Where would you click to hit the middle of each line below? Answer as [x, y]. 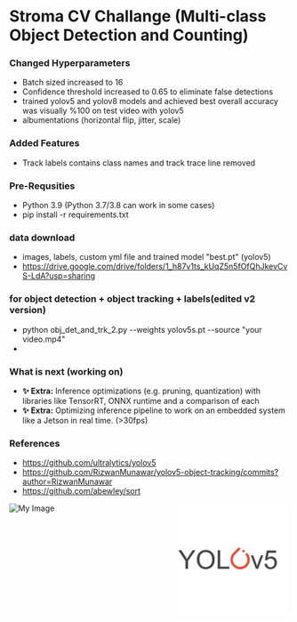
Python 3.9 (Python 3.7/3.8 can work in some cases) [118, 206]
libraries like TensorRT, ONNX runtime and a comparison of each [140, 400]
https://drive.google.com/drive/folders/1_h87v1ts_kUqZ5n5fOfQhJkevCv [155, 267]
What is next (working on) [66, 371]
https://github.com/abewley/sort [81, 491]
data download [42, 238]
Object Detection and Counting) [129, 35]
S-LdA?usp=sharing [59, 276]
